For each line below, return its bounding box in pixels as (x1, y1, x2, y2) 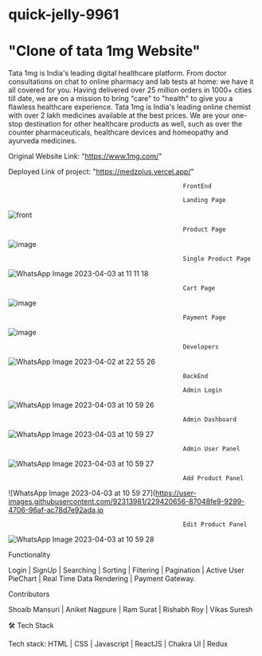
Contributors (8, 589, 50, 599)
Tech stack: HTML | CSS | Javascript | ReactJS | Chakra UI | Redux (8, 639, 229, 649)
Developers (182, 343, 219, 351)
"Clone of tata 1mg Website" (8, 42, 201, 61)
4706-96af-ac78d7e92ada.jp (8, 506, 104, 515)
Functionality (8, 550, 51, 560)
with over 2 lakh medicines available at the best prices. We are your (8, 111, 230, 120)
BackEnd (182, 373, 209, 381)
